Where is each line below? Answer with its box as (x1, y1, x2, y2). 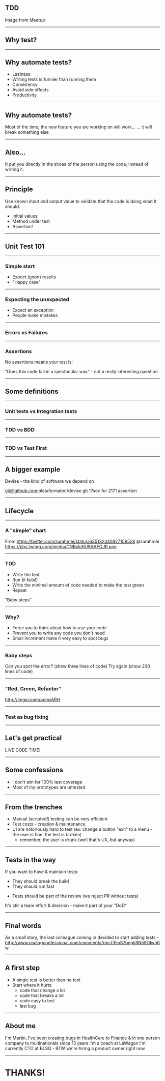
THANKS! (5, 1067, 45, 1078)
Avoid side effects (12, 87, 49, 93)
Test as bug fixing (5, 713, 49, 720)
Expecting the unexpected (5, 296, 70, 303)
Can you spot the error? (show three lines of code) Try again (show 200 (5, 663, 151, 669)
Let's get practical (5, 734, 62, 742)
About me (5, 1022, 36, 1030)
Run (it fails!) (12, 577, 38, 583)
